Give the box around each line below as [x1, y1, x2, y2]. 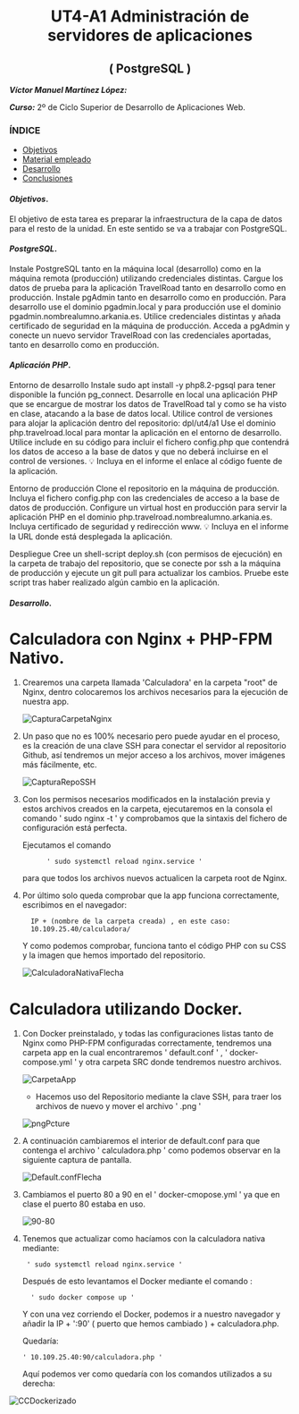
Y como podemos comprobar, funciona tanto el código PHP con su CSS [21, 941, 287, 952]
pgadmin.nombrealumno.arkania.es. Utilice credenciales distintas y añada [9, 310, 281, 321]
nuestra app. [21, 696, 70, 707]
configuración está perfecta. [21, 823, 128, 834]
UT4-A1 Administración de [50, 6, 250, 27]
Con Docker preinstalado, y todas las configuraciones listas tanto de [21, 1029, 274, 1039]
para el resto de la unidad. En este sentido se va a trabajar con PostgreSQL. [9, 223, 287, 233]
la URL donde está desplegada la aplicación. [9, 530, 172, 542]
